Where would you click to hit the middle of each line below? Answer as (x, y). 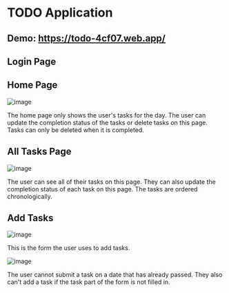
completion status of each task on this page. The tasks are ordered (102, 189)
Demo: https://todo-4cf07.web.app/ (86, 38)
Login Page (32, 61)
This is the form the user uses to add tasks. (69, 248)
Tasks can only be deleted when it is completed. (76, 130)
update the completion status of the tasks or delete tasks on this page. (108, 122)
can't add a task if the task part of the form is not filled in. (89, 282)
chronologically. (30, 196)
